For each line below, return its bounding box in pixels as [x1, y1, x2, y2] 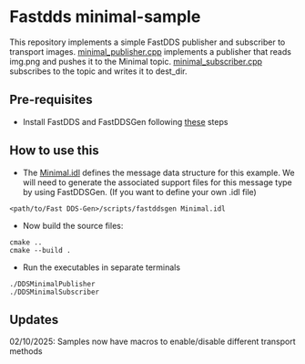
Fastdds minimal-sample [9, 6, 201, 27]
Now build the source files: [22, 220, 124, 231]
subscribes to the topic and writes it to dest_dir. [9, 66, 188, 77]
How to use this [9, 143, 100, 159]
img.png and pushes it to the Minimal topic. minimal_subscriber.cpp [9, 56, 262, 67]
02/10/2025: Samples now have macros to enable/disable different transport [9, 336, 296, 348]
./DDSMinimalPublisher [9, 279, 96, 288]
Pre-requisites [9, 92, 93, 108]
